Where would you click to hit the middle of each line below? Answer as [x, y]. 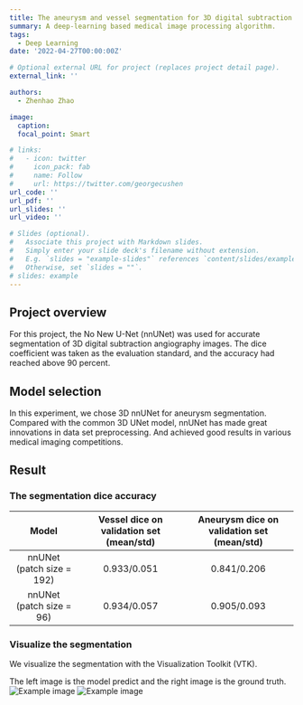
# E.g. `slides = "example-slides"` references [105, 258]
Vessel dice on [130, 519]
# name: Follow [46, 175]
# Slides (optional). [50, 234]
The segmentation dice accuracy [83, 496]
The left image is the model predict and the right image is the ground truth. [148, 681]
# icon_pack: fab [50, 167]
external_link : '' [44, 76]
